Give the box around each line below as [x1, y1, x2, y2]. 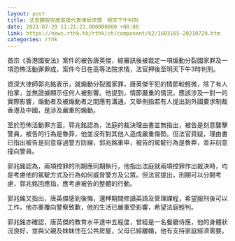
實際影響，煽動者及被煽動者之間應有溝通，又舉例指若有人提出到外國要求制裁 [7, 97, 228, 105]
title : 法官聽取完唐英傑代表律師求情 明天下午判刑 [7, 17, 138, 24]
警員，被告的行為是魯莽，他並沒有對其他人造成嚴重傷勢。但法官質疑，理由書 [7, 130, 228, 138]
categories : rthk [7, 36, 58, 43]
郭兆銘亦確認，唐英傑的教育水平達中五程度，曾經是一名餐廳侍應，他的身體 [7, 218, 222, 226]
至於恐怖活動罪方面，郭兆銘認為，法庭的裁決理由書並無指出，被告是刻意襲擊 [7, 121, 228, 129]
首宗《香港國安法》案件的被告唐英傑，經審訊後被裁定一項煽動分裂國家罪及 [7, 57, 222, 65]
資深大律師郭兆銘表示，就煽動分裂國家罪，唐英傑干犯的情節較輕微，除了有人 [7, 80, 228, 88]
